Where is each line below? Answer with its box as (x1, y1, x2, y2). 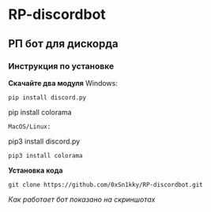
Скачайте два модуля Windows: (8, 78, 119, 87)
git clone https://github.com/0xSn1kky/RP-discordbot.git (8, 180, 203, 188)
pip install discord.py (8, 93, 87, 102)
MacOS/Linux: (8, 122, 51, 131)
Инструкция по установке (8, 61, 115, 72)
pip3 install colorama (8, 151, 83, 159)
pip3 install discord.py (8, 136, 81, 146)
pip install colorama (8, 107, 73, 117)
